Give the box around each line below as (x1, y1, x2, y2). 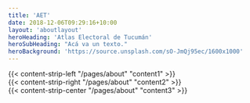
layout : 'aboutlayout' (8, 26, 82, 34)
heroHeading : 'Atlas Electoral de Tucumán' (8, 33, 153, 41)
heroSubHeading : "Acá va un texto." (8, 41, 128, 48)
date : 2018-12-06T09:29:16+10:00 (8, 19, 118, 27)
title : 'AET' (8, 11, 51, 20)
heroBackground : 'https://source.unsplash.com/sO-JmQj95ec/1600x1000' (8, 48, 244, 55)
